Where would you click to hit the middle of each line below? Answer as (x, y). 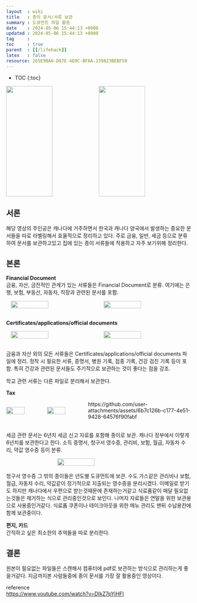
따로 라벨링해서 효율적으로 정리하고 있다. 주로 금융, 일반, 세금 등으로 (99, 236)
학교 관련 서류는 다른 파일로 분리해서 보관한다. (59, 381)
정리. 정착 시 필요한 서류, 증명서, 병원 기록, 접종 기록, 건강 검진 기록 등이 (99, 361)
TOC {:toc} (28, 78)
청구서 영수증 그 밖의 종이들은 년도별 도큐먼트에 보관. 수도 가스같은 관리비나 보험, (98, 476)
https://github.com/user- (118, 405)
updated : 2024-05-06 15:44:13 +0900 (52, 34)
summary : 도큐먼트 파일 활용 (38, 22)
